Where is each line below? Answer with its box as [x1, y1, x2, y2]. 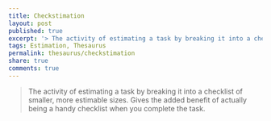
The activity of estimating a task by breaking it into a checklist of [27, 86, 244, 96]
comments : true [8, 65, 60, 73]
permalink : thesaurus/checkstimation [8, 49, 135, 57]
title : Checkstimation [8, 11, 85, 20]
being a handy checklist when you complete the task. [27, 103, 206, 113]
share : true [8, 57, 48, 65]
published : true [8, 27, 63, 35]
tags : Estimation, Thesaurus [8, 42, 106, 50]
